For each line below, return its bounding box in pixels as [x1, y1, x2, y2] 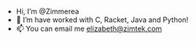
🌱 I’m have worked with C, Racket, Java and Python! [15, 15, 189, 24]
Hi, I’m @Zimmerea [15, 7, 80, 16]
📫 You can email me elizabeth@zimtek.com [15, 24, 162, 33]
